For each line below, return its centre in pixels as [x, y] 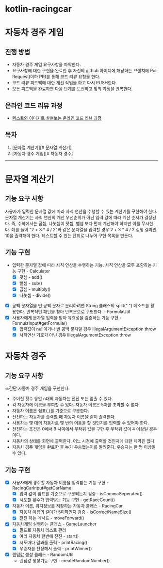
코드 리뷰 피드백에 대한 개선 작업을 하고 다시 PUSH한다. [65, 83]
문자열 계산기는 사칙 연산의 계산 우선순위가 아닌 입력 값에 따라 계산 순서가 [74, 217]
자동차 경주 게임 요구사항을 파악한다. [46, 64]
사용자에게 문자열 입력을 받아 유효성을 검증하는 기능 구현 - [67, 317]
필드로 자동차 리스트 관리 [43, 530]
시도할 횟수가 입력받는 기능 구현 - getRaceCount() [67, 500]
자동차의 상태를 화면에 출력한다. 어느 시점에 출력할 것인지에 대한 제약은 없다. [84, 441]
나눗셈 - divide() [35, 295]
